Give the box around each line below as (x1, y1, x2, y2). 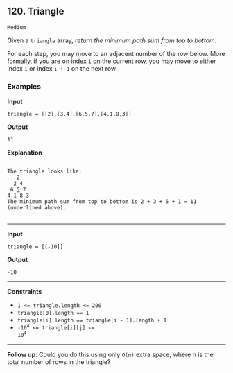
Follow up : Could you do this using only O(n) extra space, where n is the (7, 350, 214, 359)
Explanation (7, 148, 43, 157)
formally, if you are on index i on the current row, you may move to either (7, 57, 216, 65)
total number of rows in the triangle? (7, 358, 111, 366)
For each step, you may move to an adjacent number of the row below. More (7, 49, 225, 58)
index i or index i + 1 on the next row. (7, 64, 118, 72)
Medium (7, 24, 26, 31)
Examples (7, 81, 42, 91)
